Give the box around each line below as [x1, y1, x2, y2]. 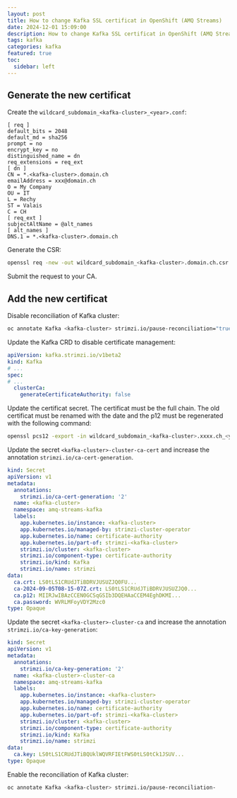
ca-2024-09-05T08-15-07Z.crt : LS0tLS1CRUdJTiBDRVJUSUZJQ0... [13, 585, 197, 592]
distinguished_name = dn [7, 153, 80, 160]
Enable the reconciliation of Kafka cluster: [7, 770, 129, 779]
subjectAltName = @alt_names [7, 221, 93, 228]
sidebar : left [13, 63, 55, 70]
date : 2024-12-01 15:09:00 [7, 23, 87, 30]
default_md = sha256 [7, 134, 68, 142]
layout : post [7, 10, 46, 18]
